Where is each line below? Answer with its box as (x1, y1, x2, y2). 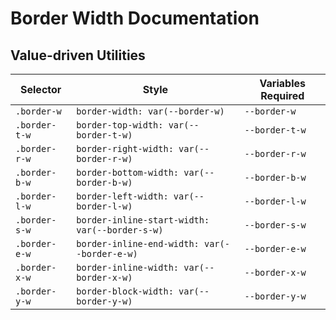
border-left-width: (76, 191, 169, 202)
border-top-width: (76, 120, 164, 131)
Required (260, 89, 305, 102)
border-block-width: (76, 286, 174, 297)
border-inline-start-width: (76, 215, 210, 226)
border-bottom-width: (76, 167, 180, 178)
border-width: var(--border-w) (76, 106, 225, 117)
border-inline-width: (76, 262, 180, 273)
